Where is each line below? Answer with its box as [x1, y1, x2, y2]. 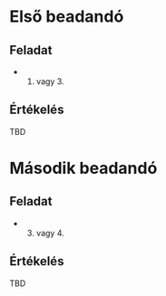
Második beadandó [9, 158, 158, 178]
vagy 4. [35, 227, 65, 238]
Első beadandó [9, 6, 124, 27]
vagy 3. [35, 76, 65, 87]
